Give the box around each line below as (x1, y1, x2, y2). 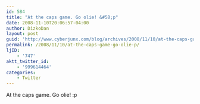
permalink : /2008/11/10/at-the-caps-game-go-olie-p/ (6, 42, 140, 48)
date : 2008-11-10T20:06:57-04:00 (6, 20, 89, 26)
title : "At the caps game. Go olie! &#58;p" (6, 14, 118, 20)
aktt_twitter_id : (6, 58, 49, 64)
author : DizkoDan (6, 25, 49, 31)
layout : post (6, 31, 39, 37)
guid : (6, 36, 20, 42)
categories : (6, 70, 36, 75)
